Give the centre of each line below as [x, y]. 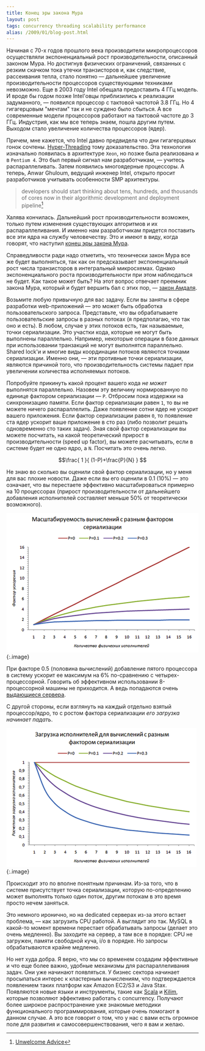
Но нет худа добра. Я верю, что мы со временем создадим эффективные [102, 959]
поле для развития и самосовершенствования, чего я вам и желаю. [95, 1024]
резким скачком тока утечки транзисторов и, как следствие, [86, 70]
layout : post [23, 19]
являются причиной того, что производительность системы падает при [100, 364]
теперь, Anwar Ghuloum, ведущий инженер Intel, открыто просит [91, 173]
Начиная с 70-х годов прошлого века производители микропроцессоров [102, 51]
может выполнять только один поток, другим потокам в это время [94, 896]
